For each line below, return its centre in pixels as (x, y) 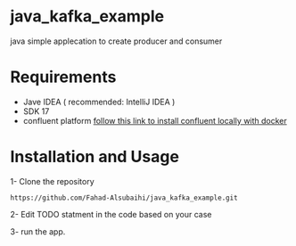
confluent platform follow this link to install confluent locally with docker (155, 120)
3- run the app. (38, 231)
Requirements (63, 77)
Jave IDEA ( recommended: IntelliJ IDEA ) (99, 102)
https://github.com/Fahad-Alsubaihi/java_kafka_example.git (124, 198)
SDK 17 (36, 111)
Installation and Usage (95, 157)
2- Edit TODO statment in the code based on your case (111, 214)
